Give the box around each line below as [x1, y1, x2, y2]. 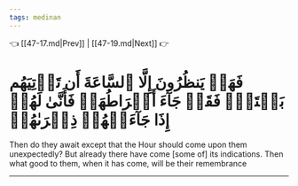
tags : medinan [9, 12, 62, 22]
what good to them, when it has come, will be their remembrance [9, 158, 247, 168]
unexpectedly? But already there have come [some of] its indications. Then [9, 148, 284, 159]
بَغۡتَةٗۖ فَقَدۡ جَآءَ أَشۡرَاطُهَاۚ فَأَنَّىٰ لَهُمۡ [9, 90, 285, 111]
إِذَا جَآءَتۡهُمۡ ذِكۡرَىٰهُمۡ [9, 110, 170, 129]
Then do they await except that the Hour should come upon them [9, 139, 247, 150]
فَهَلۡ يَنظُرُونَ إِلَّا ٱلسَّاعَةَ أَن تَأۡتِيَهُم [9, 72, 244, 92]
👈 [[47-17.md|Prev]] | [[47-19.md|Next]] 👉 [9, 37, 169, 49]
